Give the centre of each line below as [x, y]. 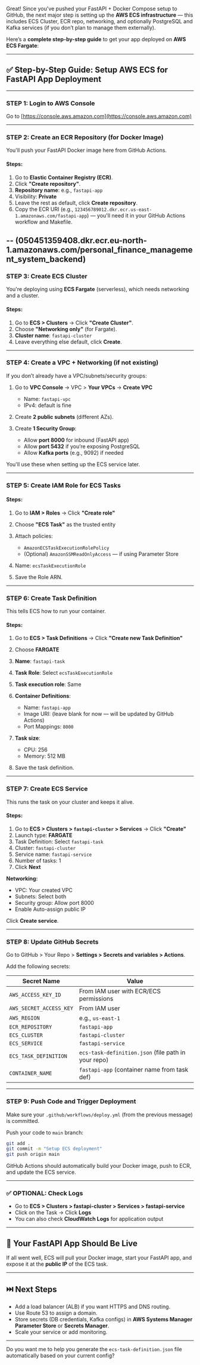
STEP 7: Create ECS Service [47, 789]
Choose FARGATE [37, 650]
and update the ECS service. [41, 1172]
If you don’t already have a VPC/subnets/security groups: [76, 375]
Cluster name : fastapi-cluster [53, 335]
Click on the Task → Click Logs [53, 1213]
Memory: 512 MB [44, 756]
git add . [18, 1143]
